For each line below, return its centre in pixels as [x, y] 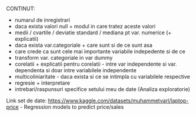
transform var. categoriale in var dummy [64, 58]
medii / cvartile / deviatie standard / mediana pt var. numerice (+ [93, 33]
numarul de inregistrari [42, 20]
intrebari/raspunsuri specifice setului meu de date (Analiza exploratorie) [102, 89]
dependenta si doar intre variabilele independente [75, 70]
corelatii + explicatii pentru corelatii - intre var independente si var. [96, 64]
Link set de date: [27, 101]
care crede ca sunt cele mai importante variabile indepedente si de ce [100, 51]
